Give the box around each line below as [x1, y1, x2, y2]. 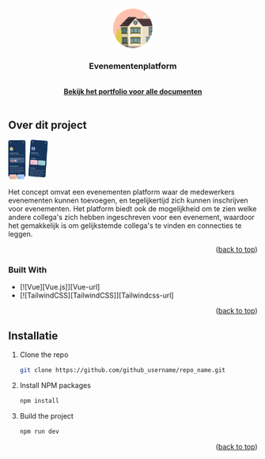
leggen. [8, 229, 33, 239]
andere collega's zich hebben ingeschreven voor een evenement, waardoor [8, 213, 255, 222]
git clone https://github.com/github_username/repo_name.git [19, 366, 226, 374]
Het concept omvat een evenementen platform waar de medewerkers [8, 188, 235, 197]
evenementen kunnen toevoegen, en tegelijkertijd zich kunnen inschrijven [8, 195, 248, 205]
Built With [8, 264, 47, 275]
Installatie [8, 328, 59, 343]
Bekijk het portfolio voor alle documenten [63, 87, 203, 97]
